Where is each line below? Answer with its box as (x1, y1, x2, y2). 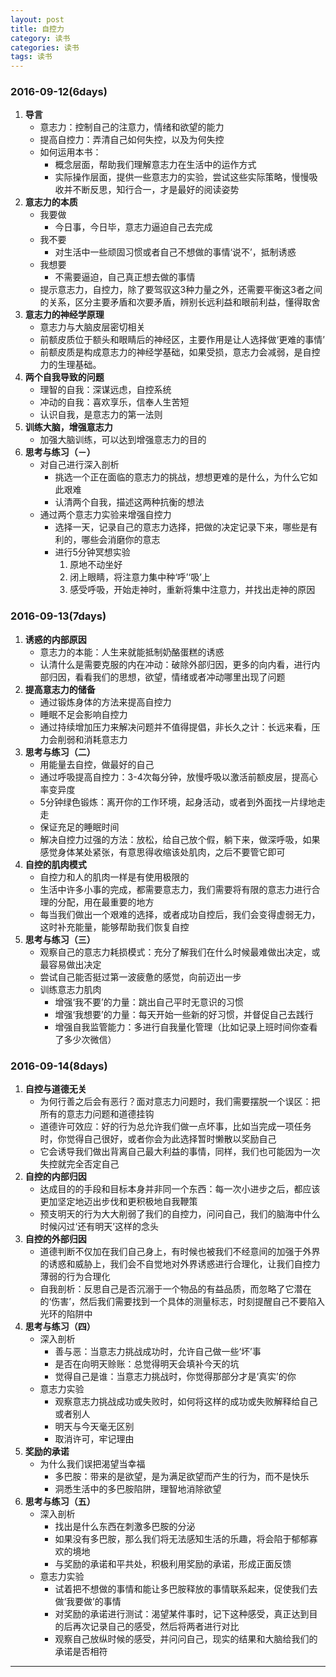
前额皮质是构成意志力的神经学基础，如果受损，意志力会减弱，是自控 (39, 346, 321, 358)
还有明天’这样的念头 (77, 1221, 159, 1233)
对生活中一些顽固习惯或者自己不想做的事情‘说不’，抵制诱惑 (54, 246, 297, 258)
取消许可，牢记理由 (54, 1433, 135, 1445)
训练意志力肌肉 (39, 983, 102, 995)
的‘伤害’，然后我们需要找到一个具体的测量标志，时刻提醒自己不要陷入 (39, 1296, 325, 1308)
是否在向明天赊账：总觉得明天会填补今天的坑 (54, 1358, 240, 1370)
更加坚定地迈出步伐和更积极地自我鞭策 (39, 1196, 198, 1208)
